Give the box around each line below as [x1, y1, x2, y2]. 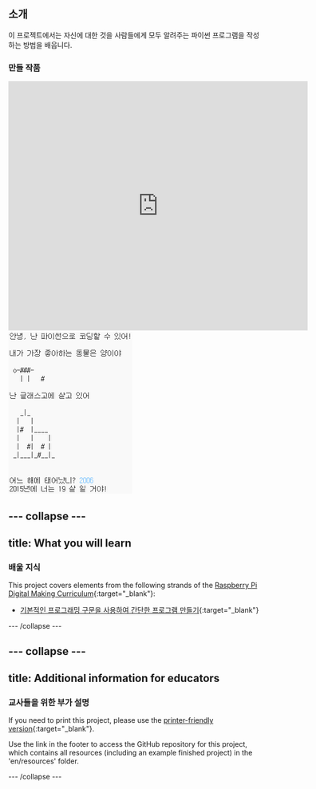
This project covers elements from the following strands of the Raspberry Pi [8, 581, 258, 590]
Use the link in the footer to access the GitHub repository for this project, [8, 740, 247, 749]
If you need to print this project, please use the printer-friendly [8, 716, 214, 725]
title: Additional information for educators [8, 671, 220, 684]
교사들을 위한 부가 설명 [8, 696, 90, 708]
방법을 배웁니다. [22, 40, 73, 49]
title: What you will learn [8, 536, 132, 550]
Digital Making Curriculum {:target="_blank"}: [8, 589, 156, 598]
